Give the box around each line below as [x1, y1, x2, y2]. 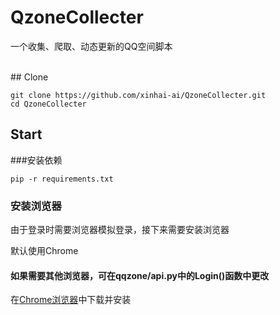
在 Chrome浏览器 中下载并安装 [10, 294, 132, 306]
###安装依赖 [10, 154, 63, 166]
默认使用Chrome [10, 245, 79, 257]
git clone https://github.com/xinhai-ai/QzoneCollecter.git [10, 90, 267, 100]
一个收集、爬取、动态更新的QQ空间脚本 [10, 40, 173, 52]
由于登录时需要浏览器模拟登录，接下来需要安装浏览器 [10, 224, 230, 236]
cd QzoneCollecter [10, 99, 87, 109]
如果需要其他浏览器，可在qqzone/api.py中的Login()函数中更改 [10, 269, 270, 281]
